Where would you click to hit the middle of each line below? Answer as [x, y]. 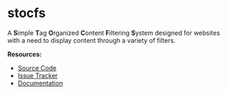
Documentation [40, 83]
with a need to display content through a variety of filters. [91, 40]
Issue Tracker [38, 75]
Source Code [37, 68]
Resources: [25, 54]
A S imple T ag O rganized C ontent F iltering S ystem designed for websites [114, 33]
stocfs [27, 13]
